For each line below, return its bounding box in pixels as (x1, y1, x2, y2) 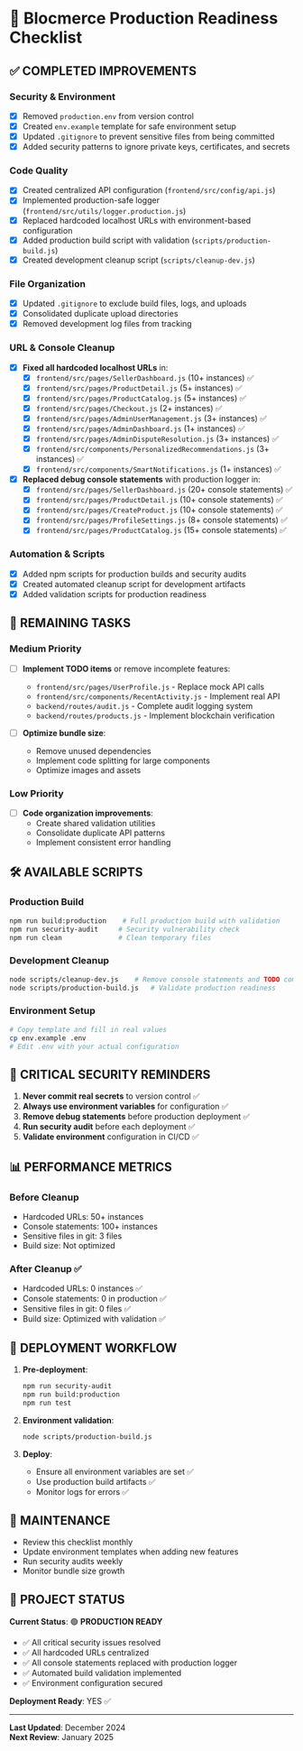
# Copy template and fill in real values (9, 1025, 168, 1034)
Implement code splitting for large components (35, 755, 210, 766)
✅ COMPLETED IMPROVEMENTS (9, 63, 197, 78)
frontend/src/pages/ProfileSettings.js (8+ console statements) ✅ (35, 514, 289, 526)
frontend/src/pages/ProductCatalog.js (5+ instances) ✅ (35, 392, 247, 403)
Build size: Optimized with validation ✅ (22, 1313, 167, 1324)
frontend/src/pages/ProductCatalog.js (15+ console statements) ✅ (35, 525, 287, 536)
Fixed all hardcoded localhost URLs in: (22, 362, 169, 373)
